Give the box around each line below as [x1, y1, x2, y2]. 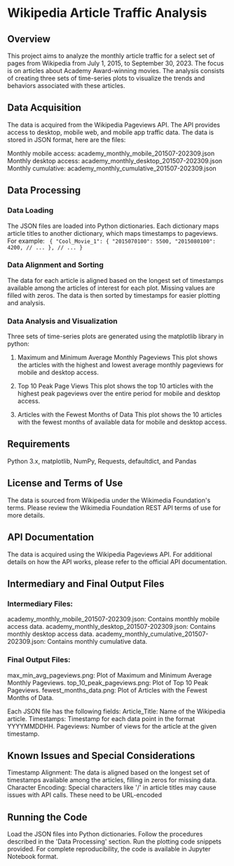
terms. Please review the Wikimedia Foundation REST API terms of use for [7, 503, 221, 511]
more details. [7, 511, 46, 519]
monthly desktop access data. [7, 630, 95, 638]
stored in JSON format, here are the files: [7, 135, 126, 144]
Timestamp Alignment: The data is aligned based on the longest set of [7, 768, 210, 777]
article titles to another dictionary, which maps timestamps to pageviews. [7, 229, 219, 237]
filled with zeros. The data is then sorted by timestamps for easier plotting [7, 291, 221, 300]
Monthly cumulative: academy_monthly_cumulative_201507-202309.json [7, 164, 217, 172]
